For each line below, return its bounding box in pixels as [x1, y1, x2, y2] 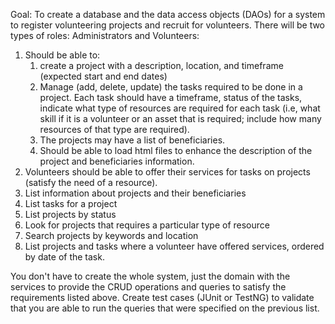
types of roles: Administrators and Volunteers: [10, 30, 200, 41]
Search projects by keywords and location [24, 230, 199, 241]
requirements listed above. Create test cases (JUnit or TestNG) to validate [10, 292, 315, 303]
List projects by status [24, 209, 117, 220]
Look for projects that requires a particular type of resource [24, 219, 270, 231]
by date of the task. [24, 251, 105, 263]
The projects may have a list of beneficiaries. [39, 134, 226, 146]
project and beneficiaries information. [39, 155, 195, 167]
